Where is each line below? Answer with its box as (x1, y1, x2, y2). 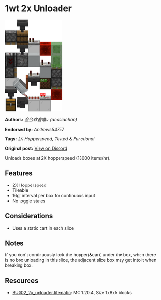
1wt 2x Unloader (5, 3, 72, 14)
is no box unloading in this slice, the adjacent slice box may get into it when (5, 257, 157, 263)
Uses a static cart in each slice (12, 225, 74, 231)
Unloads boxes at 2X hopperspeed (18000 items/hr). (5, 155, 111, 161)
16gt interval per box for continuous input (12, 192, 95, 198)
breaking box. (5, 262, 33, 268)
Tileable (12, 187, 28, 193)
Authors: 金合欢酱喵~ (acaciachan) (5, 116, 77, 122)
